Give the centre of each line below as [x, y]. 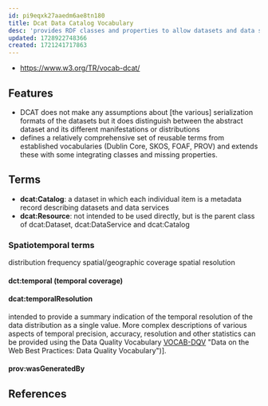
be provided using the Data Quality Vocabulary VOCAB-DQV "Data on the [129, 342]
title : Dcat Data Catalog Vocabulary [71, 23]
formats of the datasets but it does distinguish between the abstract [131, 120]
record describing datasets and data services [95, 207]
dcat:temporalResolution [51, 299]
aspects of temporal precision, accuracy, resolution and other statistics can [132, 333]
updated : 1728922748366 [48, 38]
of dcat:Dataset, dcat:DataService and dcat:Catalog [104, 224]
